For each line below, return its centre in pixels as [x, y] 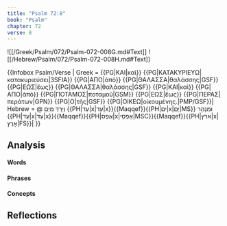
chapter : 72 [24, 26]
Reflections [32, 215]
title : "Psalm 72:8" [37, 13]
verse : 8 [20, 33]
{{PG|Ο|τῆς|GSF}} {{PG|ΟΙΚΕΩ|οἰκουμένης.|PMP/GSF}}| [134, 102]
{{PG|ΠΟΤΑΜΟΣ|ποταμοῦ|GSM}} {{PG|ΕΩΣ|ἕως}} [111, 95]
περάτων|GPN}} [30, 102]
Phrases [19, 178]
